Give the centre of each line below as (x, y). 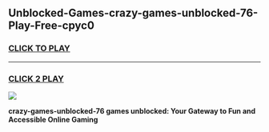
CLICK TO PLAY (39, 49)
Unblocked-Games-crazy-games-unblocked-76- (133, 13)
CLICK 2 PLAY (36, 78)
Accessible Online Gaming (53, 119)
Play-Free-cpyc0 (51, 26)
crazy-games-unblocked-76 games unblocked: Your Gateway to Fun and (132, 110)
